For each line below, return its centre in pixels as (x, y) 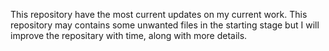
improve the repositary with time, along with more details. (129, 35)
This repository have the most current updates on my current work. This (159, 14)
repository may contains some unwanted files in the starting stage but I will (165, 25)
